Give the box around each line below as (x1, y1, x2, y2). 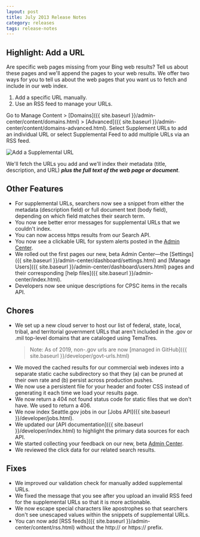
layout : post (6, 8, 39, 15)
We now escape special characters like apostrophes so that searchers (14, 505, 188, 512)
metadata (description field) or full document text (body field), (14, 206, 168, 213)
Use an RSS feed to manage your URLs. (14, 100, 113, 107)
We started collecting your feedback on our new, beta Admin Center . (14, 440, 184, 447)
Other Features (6, 184, 64, 194)
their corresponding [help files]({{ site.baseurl (14, 269, 128, 276)
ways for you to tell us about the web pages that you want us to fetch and (6, 76, 187, 84)
